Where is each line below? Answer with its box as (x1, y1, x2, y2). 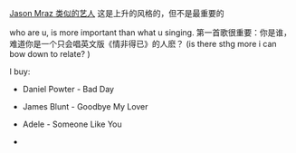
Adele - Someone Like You (22, 119, 122, 129)
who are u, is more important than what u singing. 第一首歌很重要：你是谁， (9, 27, 292, 38)
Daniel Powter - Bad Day (22, 84, 115, 94)
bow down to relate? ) (9, 49, 91, 59)
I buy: (9, 66, 31, 77)
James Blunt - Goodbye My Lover (22, 101, 148, 111)
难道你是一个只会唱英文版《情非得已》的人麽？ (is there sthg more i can (9, 39, 278, 49)
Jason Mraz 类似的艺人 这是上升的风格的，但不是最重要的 (9, 8, 224, 18)
